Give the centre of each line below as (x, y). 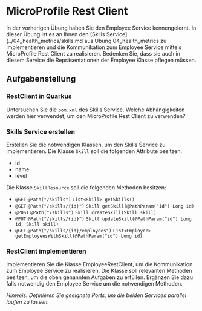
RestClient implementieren (46, 251)
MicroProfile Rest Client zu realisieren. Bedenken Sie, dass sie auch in (93, 53)
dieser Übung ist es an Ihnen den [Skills (56, 34)
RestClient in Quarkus (39, 96)
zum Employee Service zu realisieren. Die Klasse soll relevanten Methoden (99, 271)
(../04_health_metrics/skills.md (45, 41)
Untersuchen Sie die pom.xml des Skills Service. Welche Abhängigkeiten (96, 110)
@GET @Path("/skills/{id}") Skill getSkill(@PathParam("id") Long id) (105, 206)
